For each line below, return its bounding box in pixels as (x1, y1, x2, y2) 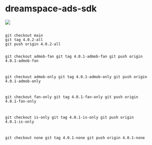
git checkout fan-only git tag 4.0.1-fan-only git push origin (5, 95, 139, 99)
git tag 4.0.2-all (5, 37, 43, 42)
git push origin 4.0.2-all (5, 42, 61, 47)
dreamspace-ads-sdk (5, 3, 97, 14)
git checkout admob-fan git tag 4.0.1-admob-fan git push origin (5, 54, 143, 59)
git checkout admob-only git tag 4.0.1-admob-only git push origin (5, 74, 148, 79)
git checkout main (5, 33, 43, 38)
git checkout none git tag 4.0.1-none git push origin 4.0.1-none (5, 135, 145, 140)
